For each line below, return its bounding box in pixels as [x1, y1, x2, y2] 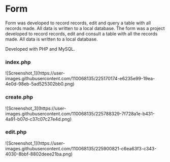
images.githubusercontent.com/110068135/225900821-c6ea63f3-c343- [5, 145, 157, 151]
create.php [5, 93, 33, 101]
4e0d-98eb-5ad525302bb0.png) [5, 81, 75, 87]
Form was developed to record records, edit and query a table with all [5, 20, 151, 26]
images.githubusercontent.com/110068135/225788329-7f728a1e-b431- [5, 110, 155, 117]
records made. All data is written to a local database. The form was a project [5, 25, 165, 31]
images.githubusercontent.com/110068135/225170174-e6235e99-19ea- [5, 76, 155, 82]
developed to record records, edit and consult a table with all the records [5, 30, 158, 37]
